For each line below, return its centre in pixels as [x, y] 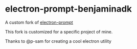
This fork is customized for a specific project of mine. [59, 32]
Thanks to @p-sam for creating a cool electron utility [58, 41]
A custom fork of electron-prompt [39, 22]
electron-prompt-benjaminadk [68, 9]
